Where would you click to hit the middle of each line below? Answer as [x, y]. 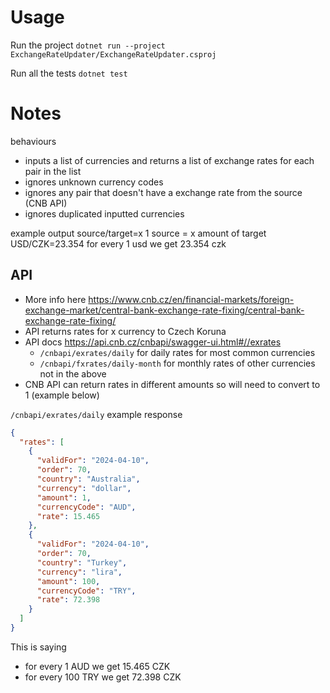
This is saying [38, 647]
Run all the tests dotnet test [69, 73]
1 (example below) [62, 395]
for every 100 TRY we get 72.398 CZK [103, 677]
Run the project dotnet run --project [88, 45]
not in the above [73, 373]
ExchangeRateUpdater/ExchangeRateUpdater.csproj [113, 54]
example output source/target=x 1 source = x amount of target [138, 233]
